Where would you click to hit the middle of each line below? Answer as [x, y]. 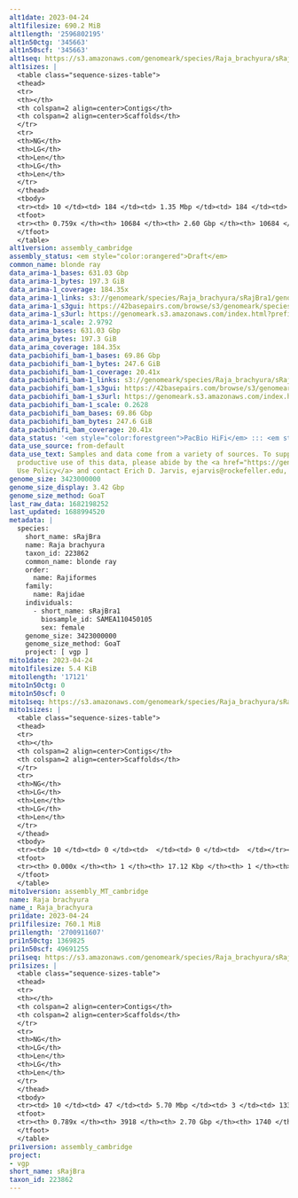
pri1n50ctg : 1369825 [47, 941]
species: [33, 529]
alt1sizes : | [33, 67]
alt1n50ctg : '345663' [49, 42]
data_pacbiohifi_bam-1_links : [65, 380]
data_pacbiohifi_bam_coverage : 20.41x [81, 430]
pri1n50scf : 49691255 [49, 949]
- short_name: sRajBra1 [77, 611]
